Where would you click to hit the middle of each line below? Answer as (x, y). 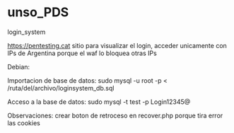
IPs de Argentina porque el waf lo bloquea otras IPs (82, 53)
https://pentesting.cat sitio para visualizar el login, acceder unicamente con (117, 45)
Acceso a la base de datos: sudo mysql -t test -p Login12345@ (99, 102)
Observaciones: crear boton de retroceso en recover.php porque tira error (115, 115)
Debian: (19, 66)
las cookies (24, 123)
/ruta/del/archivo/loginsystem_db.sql (61, 88)
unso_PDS (38, 12)
